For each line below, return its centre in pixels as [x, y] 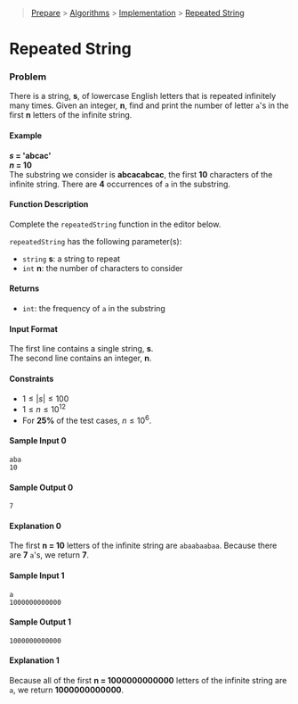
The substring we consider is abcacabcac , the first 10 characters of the [141, 174]
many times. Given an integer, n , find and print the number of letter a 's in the [149, 105]
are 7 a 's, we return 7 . [49, 555]
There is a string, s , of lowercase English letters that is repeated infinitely [143, 96]
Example [26, 136]
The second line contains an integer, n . [81, 358]
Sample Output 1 [40, 622]
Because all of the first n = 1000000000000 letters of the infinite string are [148, 681]
